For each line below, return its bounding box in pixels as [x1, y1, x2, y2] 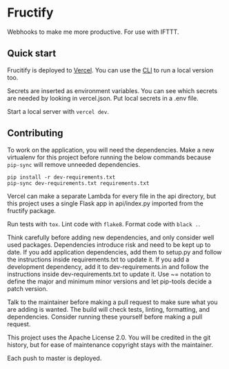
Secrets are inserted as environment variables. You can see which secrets [7, 86, 218, 94]
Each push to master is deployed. [7, 354, 102, 362]
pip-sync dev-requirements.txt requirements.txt [7, 179, 150, 187]
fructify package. [7, 206, 57, 215]
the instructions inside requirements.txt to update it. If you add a [7, 255, 190, 263]
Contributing [7, 128, 63, 139]
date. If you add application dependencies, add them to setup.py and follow [7, 248, 222, 256]
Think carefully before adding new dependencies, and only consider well [7, 233, 215, 241]
